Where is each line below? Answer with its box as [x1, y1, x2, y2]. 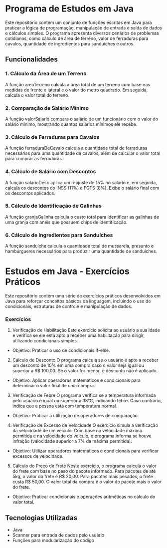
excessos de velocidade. [12, 453, 64, 459]
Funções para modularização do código [12, 538, 95, 544]
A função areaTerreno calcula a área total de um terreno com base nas [5, 81, 151, 87]
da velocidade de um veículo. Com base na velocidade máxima [12, 428, 142, 434]
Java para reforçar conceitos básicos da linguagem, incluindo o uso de [5, 298, 151, 304]
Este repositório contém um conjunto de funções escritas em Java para [5, 19, 152, 25]
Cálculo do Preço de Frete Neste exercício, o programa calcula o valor [12, 463, 157, 469]
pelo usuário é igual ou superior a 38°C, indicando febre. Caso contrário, [12, 398, 162, 404]
